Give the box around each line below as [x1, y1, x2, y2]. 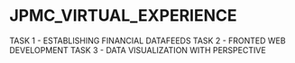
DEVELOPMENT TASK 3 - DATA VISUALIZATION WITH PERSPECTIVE [9, 44, 266, 55]
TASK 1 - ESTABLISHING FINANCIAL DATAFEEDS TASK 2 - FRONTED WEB [9, 35, 286, 46]
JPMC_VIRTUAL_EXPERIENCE [9, 5, 237, 26]
